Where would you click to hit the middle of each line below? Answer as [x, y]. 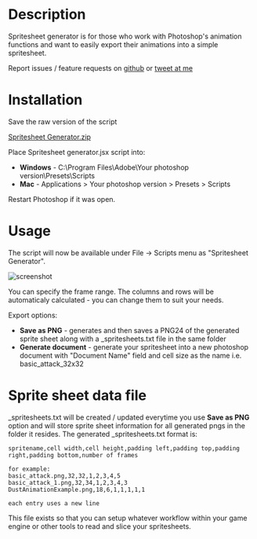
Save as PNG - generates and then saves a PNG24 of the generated [129, 330]
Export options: [33, 315]
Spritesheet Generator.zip [50, 137]
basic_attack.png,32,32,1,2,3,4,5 [65, 476]
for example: [29, 469]
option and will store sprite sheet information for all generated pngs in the [127, 425]
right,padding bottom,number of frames [73, 455]
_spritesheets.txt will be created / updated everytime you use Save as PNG [129, 417]
